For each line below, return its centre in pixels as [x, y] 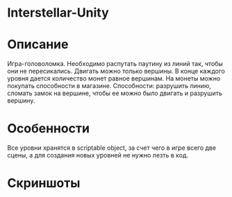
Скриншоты [44, 183]
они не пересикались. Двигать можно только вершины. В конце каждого [116, 71]
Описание [38, 45]
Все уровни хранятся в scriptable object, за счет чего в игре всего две [112, 148]
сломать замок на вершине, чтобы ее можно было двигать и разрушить [115, 93]
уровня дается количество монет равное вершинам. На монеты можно [114, 78]
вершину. [21, 101]
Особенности [49, 129]
